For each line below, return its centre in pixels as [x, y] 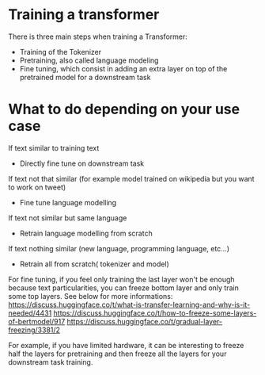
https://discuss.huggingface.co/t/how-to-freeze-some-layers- [155, 313]
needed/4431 [30, 313]
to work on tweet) [37, 187]
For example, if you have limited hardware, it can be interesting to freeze [126, 345]
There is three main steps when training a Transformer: [98, 36]
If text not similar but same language [68, 218]
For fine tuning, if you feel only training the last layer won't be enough [121, 279]
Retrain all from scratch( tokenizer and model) [95, 264]
